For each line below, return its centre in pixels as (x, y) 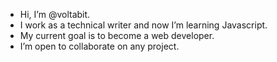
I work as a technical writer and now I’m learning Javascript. (143, 25)
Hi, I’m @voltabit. (55, 14)
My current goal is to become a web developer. (117, 35)
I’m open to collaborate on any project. (99, 46)
